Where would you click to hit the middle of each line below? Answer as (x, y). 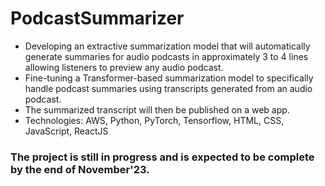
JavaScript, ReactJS (66, 131)
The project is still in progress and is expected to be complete (162, 157)
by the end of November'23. (80, 169)
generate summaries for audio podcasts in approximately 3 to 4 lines (166, 56)
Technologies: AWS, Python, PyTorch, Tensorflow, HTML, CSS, (154, 120)
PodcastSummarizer (97, 18)
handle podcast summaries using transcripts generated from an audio (168, 88)
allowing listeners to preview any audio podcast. (124, 67)
